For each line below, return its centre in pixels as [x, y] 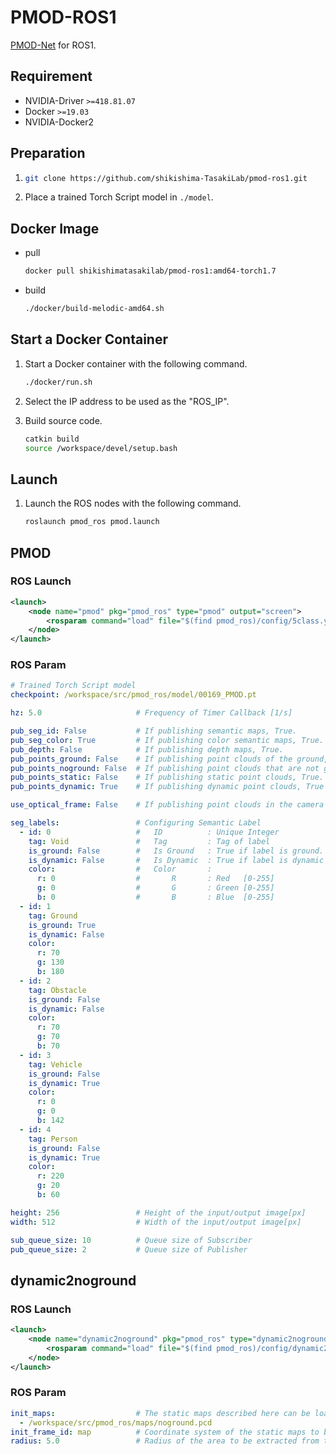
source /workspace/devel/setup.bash [101, 448]
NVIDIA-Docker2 [59, 122]
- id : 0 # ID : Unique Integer [149, 832]
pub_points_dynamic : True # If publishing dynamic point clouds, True [167, 787]
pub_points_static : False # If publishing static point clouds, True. [167, 777]
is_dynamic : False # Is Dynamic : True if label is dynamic [176, 860]
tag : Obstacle [57, 990]
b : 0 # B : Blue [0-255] [155, 897]
